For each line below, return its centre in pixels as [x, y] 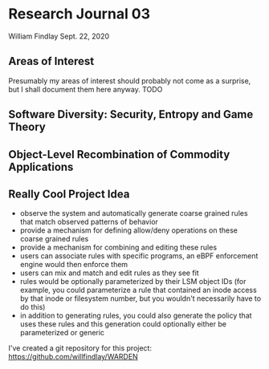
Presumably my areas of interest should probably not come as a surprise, [130, 80]
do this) [33, 307]
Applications [41, 166]
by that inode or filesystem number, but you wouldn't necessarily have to [141, 298]
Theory [27, 127]
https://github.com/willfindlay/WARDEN [73, 357]
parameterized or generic [62, 333]
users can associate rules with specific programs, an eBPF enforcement [139, 256]
